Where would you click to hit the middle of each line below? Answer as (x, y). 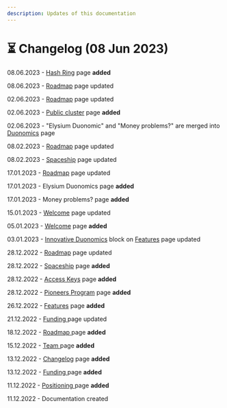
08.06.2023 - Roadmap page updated (61, 86)
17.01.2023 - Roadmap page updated (59, 173)
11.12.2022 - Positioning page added (58, 385)
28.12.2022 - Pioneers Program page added (69, 292)
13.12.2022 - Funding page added (55, 372)
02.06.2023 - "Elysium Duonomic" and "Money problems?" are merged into (113, 125)
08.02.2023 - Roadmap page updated (61, 146)
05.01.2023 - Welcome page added (57, 226)
